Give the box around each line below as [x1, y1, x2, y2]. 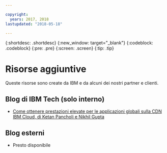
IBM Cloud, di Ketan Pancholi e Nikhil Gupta [12, 114, 104, 120]
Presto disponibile [12, 142, 51, 148]
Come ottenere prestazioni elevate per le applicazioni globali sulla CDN [12, 108, 162, 115]
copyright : [5, 12, 29, 17]
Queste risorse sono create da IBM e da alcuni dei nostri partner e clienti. [5, 80, 159, 86]
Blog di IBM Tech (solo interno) [5, 95, 105, 104]
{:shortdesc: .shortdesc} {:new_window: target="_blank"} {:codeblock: [5, 40, 154, 46]
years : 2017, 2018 [10, 16, 49, 22]
